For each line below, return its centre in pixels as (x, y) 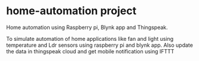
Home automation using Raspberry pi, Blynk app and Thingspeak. (87, 27)
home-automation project (71, 11)
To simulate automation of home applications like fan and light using (90, 38)
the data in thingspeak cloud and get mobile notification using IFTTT (90, 51)
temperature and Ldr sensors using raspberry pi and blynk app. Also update (99, 45)
